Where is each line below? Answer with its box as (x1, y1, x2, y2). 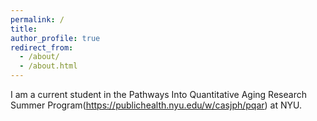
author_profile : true (10, 33, 101, 43)
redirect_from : (10, 42, 74, 53)
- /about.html (19, 61, 78, 71)
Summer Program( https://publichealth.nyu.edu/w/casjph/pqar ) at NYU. (10, 99, 303, 111)
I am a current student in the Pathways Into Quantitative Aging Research (10, 89, 307, 100)
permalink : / (10, 14, 65, 25)
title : (10, 24, 38, 34)
